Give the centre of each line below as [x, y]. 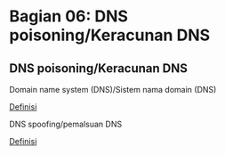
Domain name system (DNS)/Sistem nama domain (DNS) [113, 90]
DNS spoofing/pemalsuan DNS [66, 124]
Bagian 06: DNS [69, 16]
